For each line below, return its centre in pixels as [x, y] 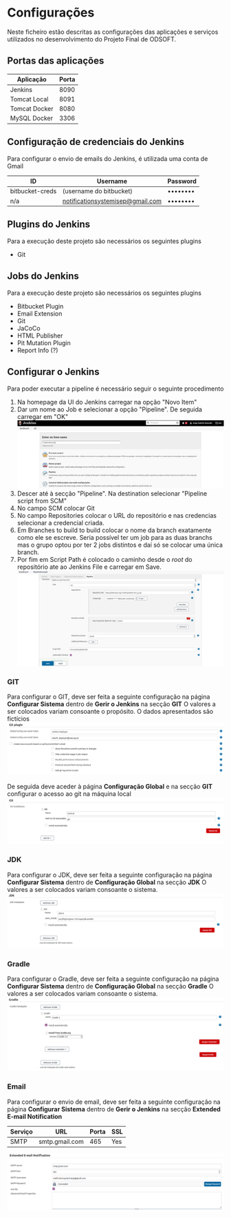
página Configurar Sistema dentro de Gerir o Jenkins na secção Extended [114, 1109]
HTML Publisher [40, 335]
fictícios [18, 719]
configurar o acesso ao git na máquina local [69, 794]
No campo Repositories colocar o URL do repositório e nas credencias [117, 516]
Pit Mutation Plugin [44, 342]
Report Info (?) [37, 350]
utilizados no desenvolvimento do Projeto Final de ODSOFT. [92, 39]
